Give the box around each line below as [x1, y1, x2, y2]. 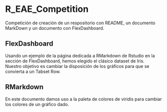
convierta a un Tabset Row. [5, 68, 61, 74]
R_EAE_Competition [5, 3, 88, 15]
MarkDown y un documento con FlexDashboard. [5, 25, 104, 31]
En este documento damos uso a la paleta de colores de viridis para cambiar [5, 96, 162, 102]
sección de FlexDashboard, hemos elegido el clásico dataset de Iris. [5, 58, 145, 64]
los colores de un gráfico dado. [5, 101, 70, 107]
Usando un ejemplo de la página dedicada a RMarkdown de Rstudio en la [5, 53, 155, 58]
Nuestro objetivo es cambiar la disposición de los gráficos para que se [5, 63, 150, 69]
